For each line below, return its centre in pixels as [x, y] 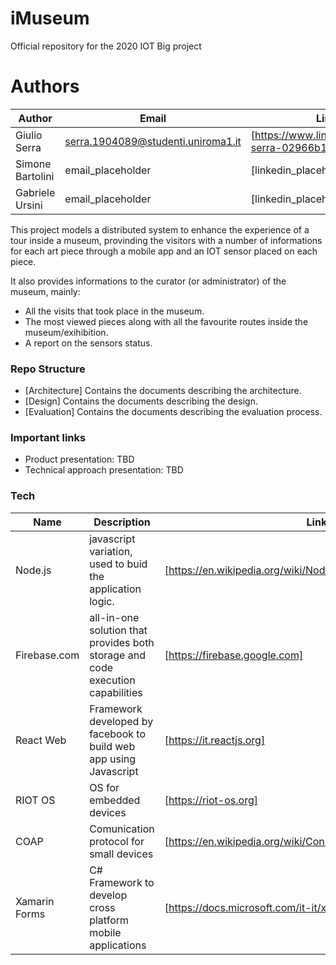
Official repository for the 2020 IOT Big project [106, 46]
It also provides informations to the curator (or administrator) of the [148, 281]
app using [113, 759]
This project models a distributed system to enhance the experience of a [160, 229]
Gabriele [35, 192]
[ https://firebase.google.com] [234, 655]
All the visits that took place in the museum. [114, 311]
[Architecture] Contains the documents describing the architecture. [163, 391]
